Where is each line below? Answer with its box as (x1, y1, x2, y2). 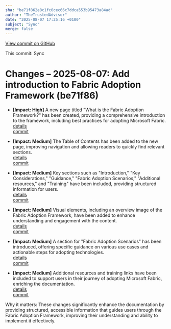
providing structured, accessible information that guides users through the (5, 307, 162, 313)
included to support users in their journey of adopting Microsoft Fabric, (12, 275, 162, 282)
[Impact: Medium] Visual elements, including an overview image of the (12, 207, 162, 213)
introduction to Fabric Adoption (5, 79, 141, 91)
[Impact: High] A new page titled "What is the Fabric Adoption (12, 107, 144, 113)
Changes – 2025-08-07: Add (5, 68, 130, 80)
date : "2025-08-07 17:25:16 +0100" (5, 17, 81, 22)
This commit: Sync (5, 50, 45, 57)
